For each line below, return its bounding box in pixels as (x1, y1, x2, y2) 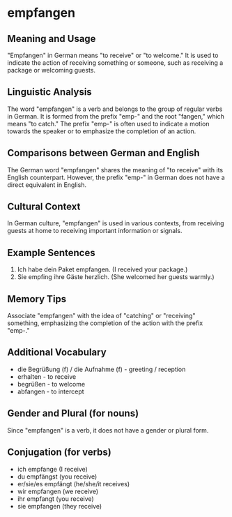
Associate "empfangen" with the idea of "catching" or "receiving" (7, 312, 196, 320)
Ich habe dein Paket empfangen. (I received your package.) (17, 265, 188, 274)
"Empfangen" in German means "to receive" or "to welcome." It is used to (7, 51, 219, 59)
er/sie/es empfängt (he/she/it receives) (17, 479, 130, 488)
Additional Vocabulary (7, 347, 107, 359)
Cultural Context (7, 201, 81, 213)
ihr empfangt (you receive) (17, 494, 94, 503)
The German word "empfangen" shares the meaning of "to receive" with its (7, 165, 224, 174)
